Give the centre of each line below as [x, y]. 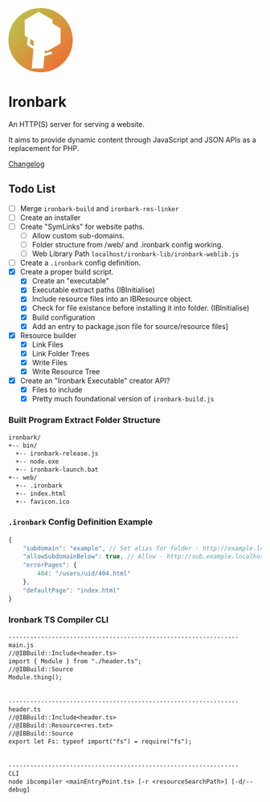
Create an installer [50, 218]
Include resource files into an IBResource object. [112, 299]
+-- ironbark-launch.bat [57, 470]
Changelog [27, 164]
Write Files [49, 362]
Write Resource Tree [66, 371]
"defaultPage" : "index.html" [72, 590]
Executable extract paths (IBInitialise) [93, 290]
